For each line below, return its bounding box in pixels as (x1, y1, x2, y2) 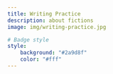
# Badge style (7, 36, 50, 43)
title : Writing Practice (7, 10, 81, 18)
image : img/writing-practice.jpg (7, 23, 107, 30)
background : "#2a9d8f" (20, 49, 87, 56)
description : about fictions (7, 17, 94, 24)
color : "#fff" (20, 56, 62, 63)
